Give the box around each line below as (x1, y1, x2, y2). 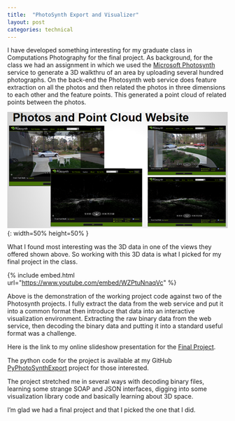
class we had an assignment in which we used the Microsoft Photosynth (7, 61, 215, 69)
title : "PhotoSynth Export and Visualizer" (7, 11, 139, 18)
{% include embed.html (7, 271, 75, 280)
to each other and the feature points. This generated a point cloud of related (7, 91, 227, 99)
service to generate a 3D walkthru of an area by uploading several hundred (7, 69, 224, 77)
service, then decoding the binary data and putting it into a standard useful (7, 322, 223, 330)
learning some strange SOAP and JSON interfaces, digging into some (7, 385, 208, 393)
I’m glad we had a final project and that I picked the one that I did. (7, 406, 196, 414)
